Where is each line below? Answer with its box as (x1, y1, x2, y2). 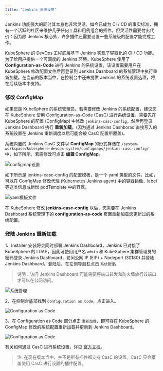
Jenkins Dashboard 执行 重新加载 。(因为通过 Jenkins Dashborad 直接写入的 (5, 124, 157, 130)
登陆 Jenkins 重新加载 (5, 230, 57, 237)
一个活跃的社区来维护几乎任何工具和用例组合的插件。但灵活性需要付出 (9, 27, 150, 33)
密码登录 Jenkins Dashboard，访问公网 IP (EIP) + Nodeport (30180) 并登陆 (5, 255, 154, 261)
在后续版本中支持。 (5, 80, 44, 86)
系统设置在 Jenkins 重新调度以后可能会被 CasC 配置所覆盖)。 (5, 130, 127, 136)
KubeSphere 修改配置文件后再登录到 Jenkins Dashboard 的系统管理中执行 (5, 68, 153, 74)
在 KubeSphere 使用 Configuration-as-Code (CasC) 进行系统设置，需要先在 (5, 112, 157, 118)
